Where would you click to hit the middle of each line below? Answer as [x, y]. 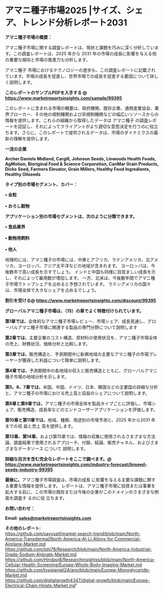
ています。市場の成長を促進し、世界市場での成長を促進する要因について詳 [80, 76]
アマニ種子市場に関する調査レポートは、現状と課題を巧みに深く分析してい [80, 47]
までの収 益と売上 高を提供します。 [40, 426]
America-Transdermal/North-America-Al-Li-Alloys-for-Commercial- [73, 539]
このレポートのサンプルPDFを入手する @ [46, 92]
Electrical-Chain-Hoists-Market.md [40, 585]
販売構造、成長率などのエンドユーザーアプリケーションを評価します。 [88, 409]
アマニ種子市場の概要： [29, 37]
